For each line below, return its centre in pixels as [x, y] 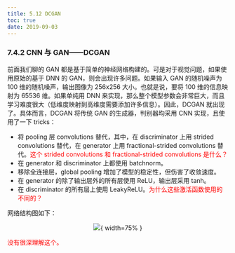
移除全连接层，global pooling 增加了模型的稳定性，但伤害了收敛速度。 [119, 172]
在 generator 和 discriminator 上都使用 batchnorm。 [92, 163]
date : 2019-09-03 [33, 27]
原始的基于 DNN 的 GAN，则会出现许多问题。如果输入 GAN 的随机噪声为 [117, 78]
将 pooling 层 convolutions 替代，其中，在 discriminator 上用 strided [115, 137]
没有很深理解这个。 [35, 242]
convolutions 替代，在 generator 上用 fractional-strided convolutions [116, 145]
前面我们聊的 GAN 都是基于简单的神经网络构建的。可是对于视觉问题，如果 [114, 69]
